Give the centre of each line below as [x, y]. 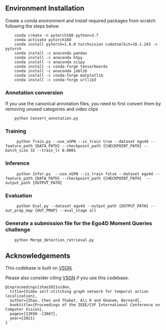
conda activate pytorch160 [43, 40]
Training [16, 131]
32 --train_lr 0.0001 [53, 151]
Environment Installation [45, 8]
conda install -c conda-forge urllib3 [55, 80]
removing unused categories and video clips [52, 109]
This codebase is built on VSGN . [39, 268]
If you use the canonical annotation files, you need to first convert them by [83, 104]
